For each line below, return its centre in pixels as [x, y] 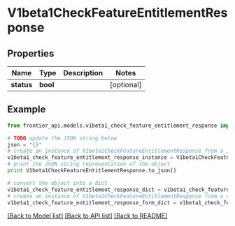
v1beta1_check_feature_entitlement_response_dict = [84, 190]
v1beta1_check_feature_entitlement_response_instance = [90, 158]
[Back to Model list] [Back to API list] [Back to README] [87, 216]
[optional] [126, 85]
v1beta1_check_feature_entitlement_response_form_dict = [92, 203]
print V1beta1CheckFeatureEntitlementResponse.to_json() [92, 171]
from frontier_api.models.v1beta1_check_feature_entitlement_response [112, 126]
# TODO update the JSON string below [62, 138]
